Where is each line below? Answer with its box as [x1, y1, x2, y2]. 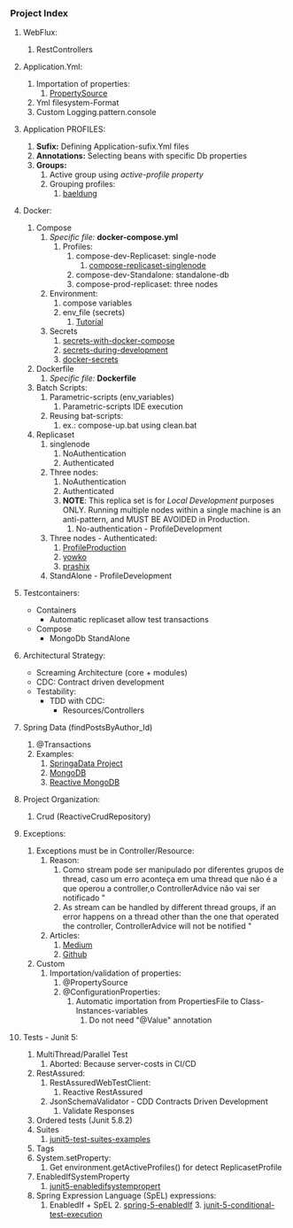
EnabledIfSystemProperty [35, 1171, 131, 1182]
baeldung [62, 189, 98, 199]
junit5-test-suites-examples [49, 1134, 151, 1145]
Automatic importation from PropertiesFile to [75, 996, 238, 1007]
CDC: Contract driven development [35, 676, 165, 688]
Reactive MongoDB [49, 777, 120, 788]
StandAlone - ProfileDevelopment [49, 570, 172, 582]
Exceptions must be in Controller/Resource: [35, 846, 195, 856]
